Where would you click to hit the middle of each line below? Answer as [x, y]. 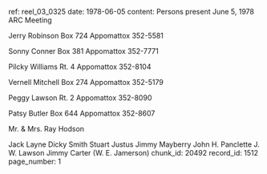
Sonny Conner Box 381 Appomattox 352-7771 [83, 51]
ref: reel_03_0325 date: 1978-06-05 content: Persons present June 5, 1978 [131, 12]
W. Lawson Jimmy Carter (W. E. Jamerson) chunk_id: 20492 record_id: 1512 [133, 153]
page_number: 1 [35, 161]
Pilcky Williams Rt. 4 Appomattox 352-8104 [80, 67]
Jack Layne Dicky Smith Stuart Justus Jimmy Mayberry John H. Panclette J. [134, 144]
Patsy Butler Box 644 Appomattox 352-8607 [82, 113]
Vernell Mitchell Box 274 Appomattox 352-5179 [86, 82]
